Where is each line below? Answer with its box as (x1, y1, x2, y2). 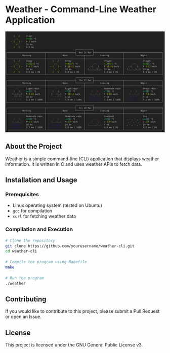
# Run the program (5, 275, 44, 280)
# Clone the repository (5, 238, 56, 243)
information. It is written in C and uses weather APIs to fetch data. (5, 161, 143, 167)
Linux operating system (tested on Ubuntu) (12, 202, 103, 208)
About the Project (5, 142, 62, 151)
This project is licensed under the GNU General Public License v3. (5, 342, 143, 348)
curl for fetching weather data (12, 213, 76, 219)
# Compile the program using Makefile (5, 260, 87, 265)
